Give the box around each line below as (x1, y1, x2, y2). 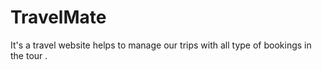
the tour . (10, 49, 48, 61)
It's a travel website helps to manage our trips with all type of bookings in (10, 39, 312, 51)
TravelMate (10, 6, 107, 29)
